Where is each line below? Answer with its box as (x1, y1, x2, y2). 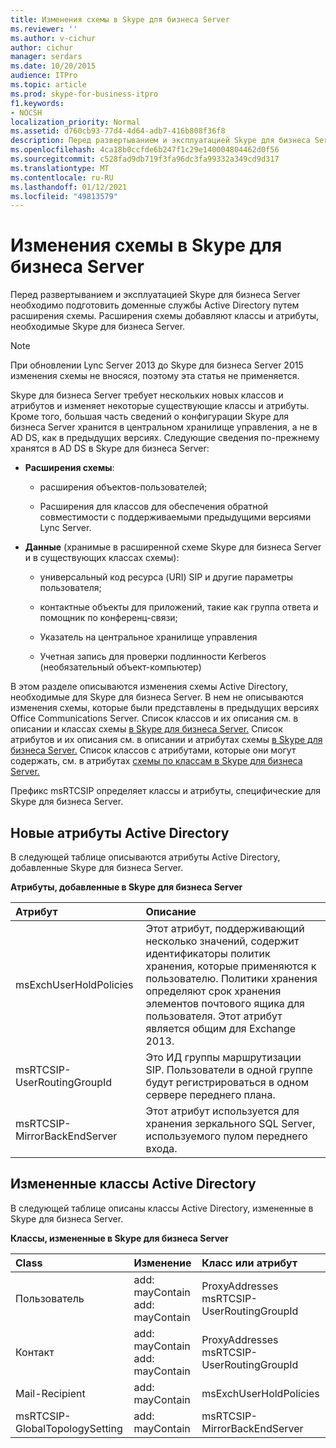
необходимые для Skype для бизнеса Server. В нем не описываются (10, 691, 304, 703)
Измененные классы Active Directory (10, 1176, 257, 1193)
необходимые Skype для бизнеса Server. (10, 321, 186, 333)
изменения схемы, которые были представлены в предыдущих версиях (10, 702, 320, 714)
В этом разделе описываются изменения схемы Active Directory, (10, 681, 289, 693)
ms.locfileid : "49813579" (10, 191, 118, 201)
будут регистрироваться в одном (145, 1076, 310, 1089)
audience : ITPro (10, 71, 78, 81)
